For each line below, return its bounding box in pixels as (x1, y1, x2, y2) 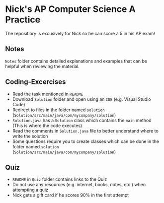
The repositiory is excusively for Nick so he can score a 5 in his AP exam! (5, 30, 155, 36)
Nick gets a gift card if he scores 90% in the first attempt (12, 192, 129, 198)
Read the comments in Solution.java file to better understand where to (12, 128, 159, 134)
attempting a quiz (12, 187, 49, 193)
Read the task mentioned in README (12, 91, 83, 97)
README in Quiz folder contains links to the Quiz (12, 176, 107, 182)
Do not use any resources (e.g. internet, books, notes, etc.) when (12, 182, 146, 188)
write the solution (12, 133, 48, 139)
